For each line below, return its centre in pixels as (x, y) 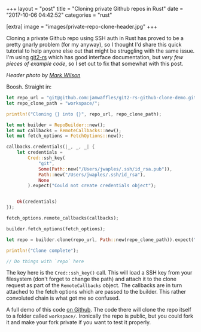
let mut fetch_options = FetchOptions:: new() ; (65, 136)
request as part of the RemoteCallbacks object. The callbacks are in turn (94, 285)
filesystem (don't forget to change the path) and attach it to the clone (91, 279)
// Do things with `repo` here (45, 261)
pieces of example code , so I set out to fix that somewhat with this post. (95, 63)
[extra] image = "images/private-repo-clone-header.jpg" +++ (82, 27)
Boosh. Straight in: (29, 87)
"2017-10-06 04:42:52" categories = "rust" (59, 15)
